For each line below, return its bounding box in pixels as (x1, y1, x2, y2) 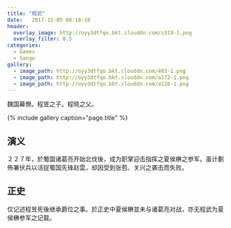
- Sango (13, 55, 36, 62)
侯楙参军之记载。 (7, 214, 56, 222)
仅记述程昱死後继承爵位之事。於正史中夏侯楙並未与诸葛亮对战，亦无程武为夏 (7, 205, 224, 213)
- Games (13, 49, 36, 56)
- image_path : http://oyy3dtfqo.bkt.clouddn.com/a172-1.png (13, 73, 189, 81)
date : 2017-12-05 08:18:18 (7, 16, 91, 23)
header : (7, 23, 30, 30)
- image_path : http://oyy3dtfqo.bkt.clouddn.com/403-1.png (13, 67, 186, 74)
